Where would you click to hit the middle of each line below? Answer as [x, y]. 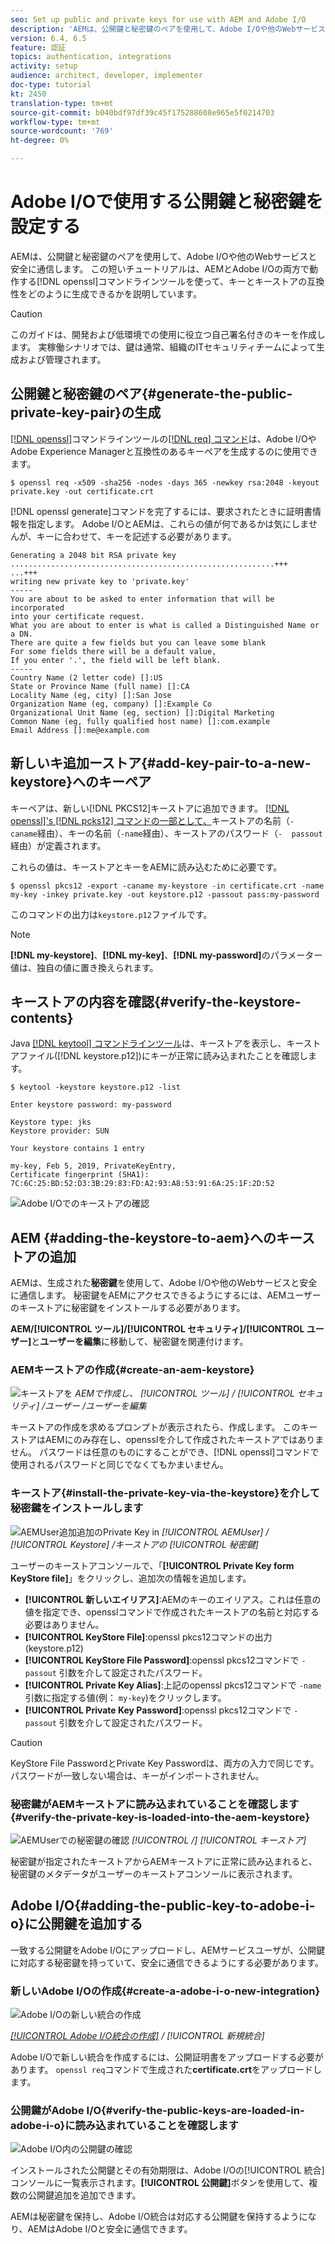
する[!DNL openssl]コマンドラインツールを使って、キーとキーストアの [163, 281]
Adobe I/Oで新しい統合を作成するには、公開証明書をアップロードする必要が [167, 2057]
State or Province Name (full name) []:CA [100, 686]
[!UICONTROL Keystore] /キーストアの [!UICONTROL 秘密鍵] [134, 1544]
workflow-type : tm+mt [55, 122]
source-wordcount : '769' [62, 131]
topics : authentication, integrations [91, 57]
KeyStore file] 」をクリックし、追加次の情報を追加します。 [131, 1578]
